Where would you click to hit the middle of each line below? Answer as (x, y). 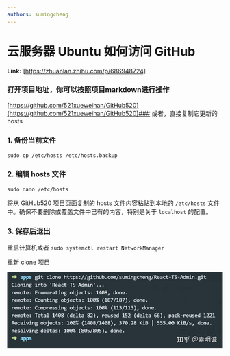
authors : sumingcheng (38, 14)
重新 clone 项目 (29, 262)
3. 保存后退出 (29, 231)
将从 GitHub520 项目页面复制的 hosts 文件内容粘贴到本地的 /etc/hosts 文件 (114, 203)
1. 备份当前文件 (32, 140)
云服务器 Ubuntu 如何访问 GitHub (101, 51)
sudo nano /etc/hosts (38, 190)
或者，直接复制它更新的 (184, 113)
